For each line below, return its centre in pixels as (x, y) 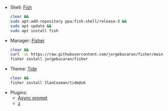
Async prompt (33, 98)
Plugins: (19, 92)
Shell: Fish (21, 7)
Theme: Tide (23, 69)
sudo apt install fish (34, 31)
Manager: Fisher (27, 41)
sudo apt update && (31, 26)
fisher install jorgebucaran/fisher (49, 59)
